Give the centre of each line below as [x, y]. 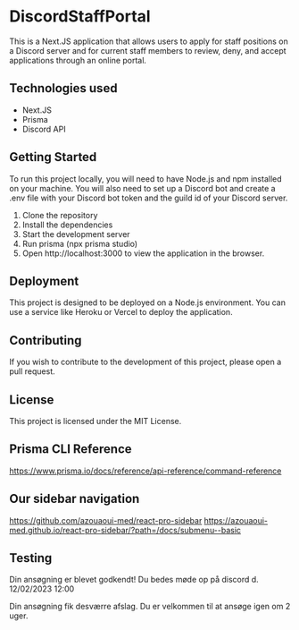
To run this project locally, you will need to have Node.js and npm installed [146, 179]
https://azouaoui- [236, 520]
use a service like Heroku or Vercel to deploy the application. [121, 312]
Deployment [44, 281]
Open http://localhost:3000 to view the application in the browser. [143, 253]
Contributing [46, 341]
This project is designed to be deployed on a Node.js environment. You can [147, 302]
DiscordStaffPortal [80, 17]
